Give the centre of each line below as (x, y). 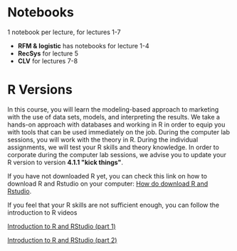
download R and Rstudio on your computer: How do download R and (108, 183)
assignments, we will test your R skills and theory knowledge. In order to (113, 147)
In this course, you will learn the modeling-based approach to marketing (113, 109)
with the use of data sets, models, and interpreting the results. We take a (114, 117)
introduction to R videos (42, 212)
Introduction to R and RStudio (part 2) (62, 240)
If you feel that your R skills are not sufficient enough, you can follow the (113, 205)
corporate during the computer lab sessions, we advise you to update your (117, 154)
